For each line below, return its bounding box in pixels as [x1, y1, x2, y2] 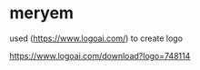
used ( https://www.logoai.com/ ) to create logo [9, 33, 184, 44]
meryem [9, 3, 75, 24]
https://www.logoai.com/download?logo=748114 [9, 50, 191, 61]
